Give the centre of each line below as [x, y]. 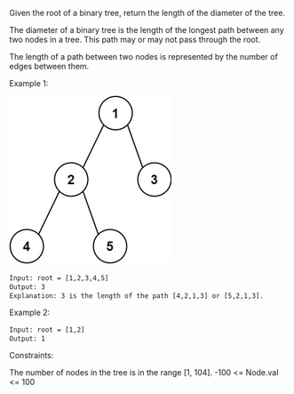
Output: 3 [28, 287]
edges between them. [49, 66]
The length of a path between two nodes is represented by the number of [143, 56]
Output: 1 [28, 339]
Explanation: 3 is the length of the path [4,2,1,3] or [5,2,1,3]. [137, 296]
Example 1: [29, 83]
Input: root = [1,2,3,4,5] [59, 278]
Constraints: [32, 355]
